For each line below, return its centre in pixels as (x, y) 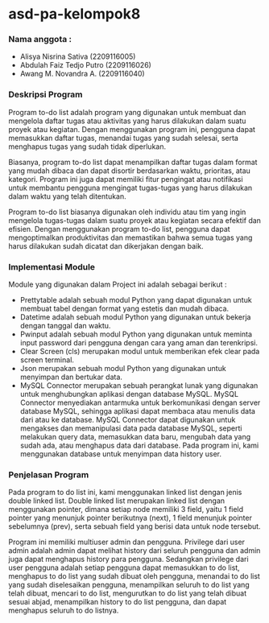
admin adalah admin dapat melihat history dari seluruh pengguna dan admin (134, 551)
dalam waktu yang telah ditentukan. (67, 196)
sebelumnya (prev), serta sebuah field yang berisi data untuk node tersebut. (134, 526)
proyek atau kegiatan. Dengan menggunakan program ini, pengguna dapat (132, 129)
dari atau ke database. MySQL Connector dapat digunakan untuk (128, 420)
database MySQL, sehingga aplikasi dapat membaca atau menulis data (138, 411)
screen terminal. (47, 360)
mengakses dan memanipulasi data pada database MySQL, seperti (131, 428)
